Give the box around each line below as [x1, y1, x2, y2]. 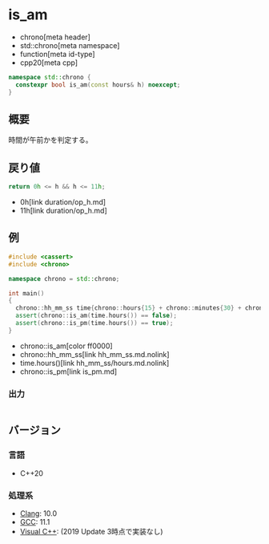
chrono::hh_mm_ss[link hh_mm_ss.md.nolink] [19, 349, 170, 359]
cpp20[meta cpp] [19, 58, 78, 67]
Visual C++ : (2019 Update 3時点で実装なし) [19, 527, 163, 537]
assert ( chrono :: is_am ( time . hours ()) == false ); [15, 311, 178, 320]
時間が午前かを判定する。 [8, 135, 93, 145]
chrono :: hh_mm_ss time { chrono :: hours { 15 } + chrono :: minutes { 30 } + [15, 304, 242, 312]
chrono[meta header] [19, 32, 90, 42]
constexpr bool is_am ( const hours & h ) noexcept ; [15, 80, 181, 89]
